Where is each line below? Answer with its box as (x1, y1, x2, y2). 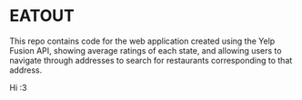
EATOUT (9, 5, 75, 26)
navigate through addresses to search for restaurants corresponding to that (9, 55, 293, 65)
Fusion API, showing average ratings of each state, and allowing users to (9, 45, 282, 55)
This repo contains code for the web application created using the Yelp (9, 35, 276, 46)
